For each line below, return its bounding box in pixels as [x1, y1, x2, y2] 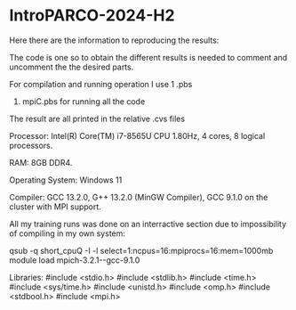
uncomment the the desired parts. [9, 61, 134, 72]
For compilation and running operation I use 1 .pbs [9, 78, 193, 89]
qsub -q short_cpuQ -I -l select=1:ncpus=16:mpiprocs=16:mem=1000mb [9, 245, 274, 256]
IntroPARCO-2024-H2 [9, 5, 175, 26]
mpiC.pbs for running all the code [21, 95, 146, 107]
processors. [9, 140, 53, 151]
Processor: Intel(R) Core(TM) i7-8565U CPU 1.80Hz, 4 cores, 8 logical [9, 130, 266, 141]
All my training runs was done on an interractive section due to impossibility [9, 218, 287, 229]
